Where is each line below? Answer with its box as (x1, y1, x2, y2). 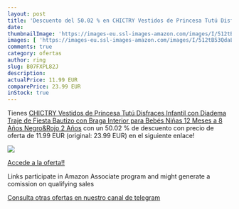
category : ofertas (7, 50, 62, 57)
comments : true (7, 43, 53, 50)
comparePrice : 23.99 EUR (7, 83, 81, 90)
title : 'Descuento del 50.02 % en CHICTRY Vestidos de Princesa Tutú (7, 17, 218, 24)
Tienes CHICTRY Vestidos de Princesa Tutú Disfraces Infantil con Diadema (7, 109, 226, 118)
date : (7, 23, 23, 30)
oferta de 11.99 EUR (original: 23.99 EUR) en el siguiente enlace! (7, 132, 195, 140)
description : (7, 69, 46, 77)
